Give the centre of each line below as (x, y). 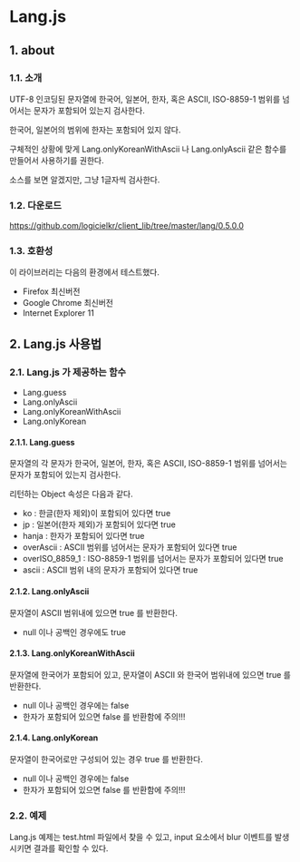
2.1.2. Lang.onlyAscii (49, 591)
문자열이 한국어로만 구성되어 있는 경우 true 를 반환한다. (106, 759)
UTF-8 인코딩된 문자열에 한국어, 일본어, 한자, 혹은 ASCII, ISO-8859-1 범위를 (145, 99)
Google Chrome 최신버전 (68, 303)
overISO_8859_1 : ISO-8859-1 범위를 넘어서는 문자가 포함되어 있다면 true (153, 559)
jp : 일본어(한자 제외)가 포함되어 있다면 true (99, 524)
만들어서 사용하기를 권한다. (57, 160)
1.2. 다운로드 (35, 205)
